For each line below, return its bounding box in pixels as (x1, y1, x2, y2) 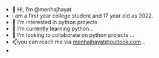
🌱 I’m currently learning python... (11, 25, 94, 32)
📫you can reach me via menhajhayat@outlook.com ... (11, 38, 146, 45)
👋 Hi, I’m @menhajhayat (11, 6, 71, 13)
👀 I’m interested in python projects (11, 19, 98, 25)
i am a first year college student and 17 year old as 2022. (11, 12, 154, 19)
